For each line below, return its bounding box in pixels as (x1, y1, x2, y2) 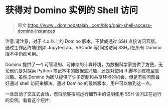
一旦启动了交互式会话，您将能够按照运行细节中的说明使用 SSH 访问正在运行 (5, 91, 162, 97)
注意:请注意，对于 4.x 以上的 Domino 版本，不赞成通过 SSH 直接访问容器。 (5, 38, 159, 44)
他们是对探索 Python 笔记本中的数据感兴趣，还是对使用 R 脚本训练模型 (9, 67, 155, 73)
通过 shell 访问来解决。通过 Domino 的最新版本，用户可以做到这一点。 (9, 80, 154, 86)
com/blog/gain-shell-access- (91, 22, 152, 28)
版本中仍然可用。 (5, 51, 41, 57)
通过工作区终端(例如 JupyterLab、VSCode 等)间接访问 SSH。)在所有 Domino (5, 44, 162, 50)
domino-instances (17, 28, 55, 34)
